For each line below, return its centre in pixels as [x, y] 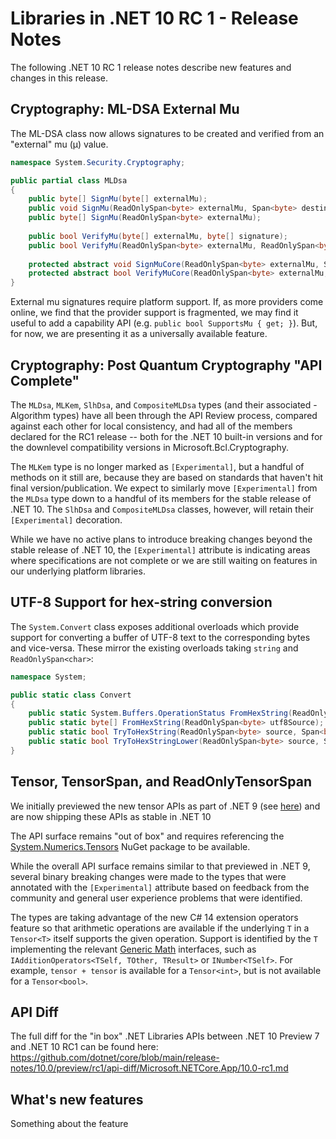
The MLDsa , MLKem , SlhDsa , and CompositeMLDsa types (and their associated [161, 404]
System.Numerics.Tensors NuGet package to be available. [130, 846]
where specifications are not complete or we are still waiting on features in [164, 560]
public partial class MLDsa [69, 180]
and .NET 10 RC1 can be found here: [84, 1047]
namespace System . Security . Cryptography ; [98, 162]
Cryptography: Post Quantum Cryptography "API [166, 365]
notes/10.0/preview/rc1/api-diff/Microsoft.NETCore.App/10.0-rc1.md [149, 1068]
